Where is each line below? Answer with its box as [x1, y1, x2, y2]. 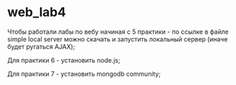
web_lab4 [7, 4, 66, 20]
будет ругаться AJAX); [7, 42, 76, 51]
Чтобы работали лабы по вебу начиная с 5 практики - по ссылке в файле [7, 27, 229, 36]
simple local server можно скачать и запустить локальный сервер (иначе [7, 34, 228, 43]
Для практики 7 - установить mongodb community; [7, 70, 161, 78]
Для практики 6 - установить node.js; [7, 55, 121, 64]
